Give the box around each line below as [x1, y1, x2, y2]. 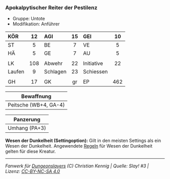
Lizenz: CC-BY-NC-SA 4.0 [5, 168, 60, 174]
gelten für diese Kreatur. [5, 149, 56, 155]
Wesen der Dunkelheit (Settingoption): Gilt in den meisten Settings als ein [5, 137, 161, 144]
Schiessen [82, 68, 108, 75]
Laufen [8, 68, 24, 75]
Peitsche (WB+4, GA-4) [8, 101, 65, 109]
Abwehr [44, 60, 63, 67]
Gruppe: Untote [12, 16, 46, 22]
